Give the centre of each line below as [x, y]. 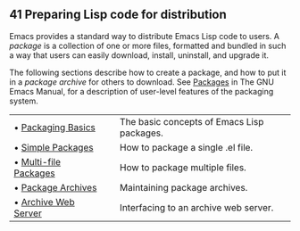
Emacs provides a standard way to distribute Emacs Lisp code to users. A [144, 36]
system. [24, 101]
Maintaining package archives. [183, 187]
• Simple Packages [54, 147]
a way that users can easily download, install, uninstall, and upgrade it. [139, 55]
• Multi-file [37, 161]
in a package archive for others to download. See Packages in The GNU [142, 82]
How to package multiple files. [183, 167]
